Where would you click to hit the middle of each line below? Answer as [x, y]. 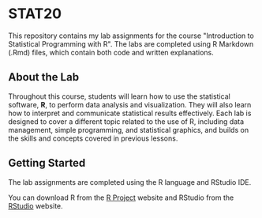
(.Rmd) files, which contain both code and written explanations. [111, 52]
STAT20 [35, 14]
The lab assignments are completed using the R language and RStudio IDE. [130, 182]
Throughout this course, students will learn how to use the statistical [119, 96]
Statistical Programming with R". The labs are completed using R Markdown [131, 43]
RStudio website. [36, 205]
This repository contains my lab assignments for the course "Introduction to [131, 36]
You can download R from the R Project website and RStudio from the [121, 197]
